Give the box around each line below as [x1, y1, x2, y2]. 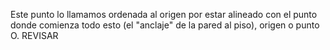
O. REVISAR [10, 30, 59, 41]
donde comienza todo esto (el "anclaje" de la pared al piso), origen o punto [10, 19, 320, 31]
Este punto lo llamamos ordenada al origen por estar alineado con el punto [10, 9, 318, 20]
